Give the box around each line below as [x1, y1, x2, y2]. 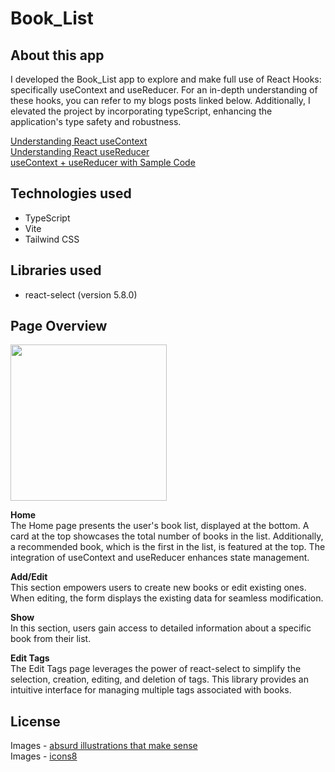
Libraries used [10, 262, 102, 279]
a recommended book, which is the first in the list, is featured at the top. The [10, 541, 326, 553]
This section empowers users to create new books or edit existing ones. [10, 582, 307, 594]
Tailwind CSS [24, 233, 80, 245]
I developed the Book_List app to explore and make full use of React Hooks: [10, 73, 322, 85]
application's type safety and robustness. [10, 116, 182, 127]
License [10, 713, 61, 730]
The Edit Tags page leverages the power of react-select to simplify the [10, 663, 302, 675]
